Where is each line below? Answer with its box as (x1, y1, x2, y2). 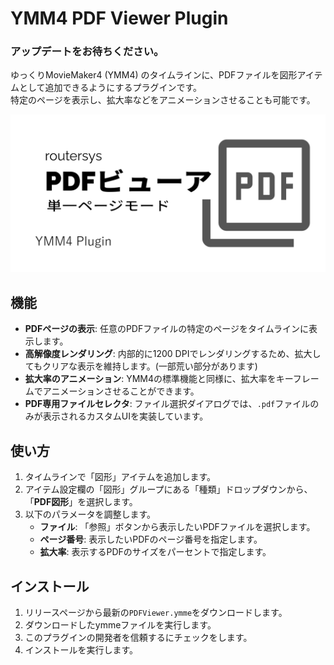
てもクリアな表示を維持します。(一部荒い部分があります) (24, 360, 258, 372)
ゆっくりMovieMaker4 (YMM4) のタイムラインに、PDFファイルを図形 (10, 69, 298, 81)
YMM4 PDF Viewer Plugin (10, 7, 229, 30)
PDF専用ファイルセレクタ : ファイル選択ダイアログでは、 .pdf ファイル (24, 398, 311, 410)
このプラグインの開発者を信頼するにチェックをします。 (24, 631, 253, 643)
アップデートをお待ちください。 (10, 45, 165, 59)
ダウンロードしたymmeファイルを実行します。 (24, 618, 217, 631)
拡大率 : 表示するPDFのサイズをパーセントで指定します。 (39, 546, 272, 558)
